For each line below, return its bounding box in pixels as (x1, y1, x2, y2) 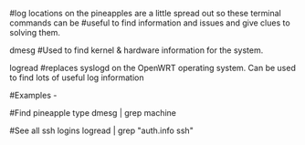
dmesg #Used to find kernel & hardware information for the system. (9, 45, 264, 56)
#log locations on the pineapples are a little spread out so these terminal (9, 8, 281, 18)
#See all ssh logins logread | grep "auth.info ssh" (9, 125, 194, 136)
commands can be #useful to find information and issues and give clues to (9, 17, 290, 28)
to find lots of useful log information (9, 72, 144, 83)
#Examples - (9, 90, 58, 100)
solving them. (9, 27, 61, 37)
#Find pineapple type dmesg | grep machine (9, 108, 176, 118)
